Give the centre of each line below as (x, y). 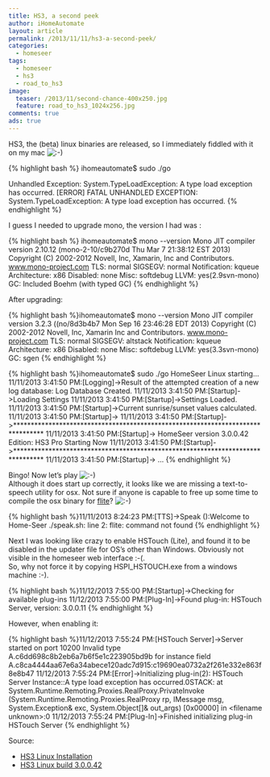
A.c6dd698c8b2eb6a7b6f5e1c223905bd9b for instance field (110, 656)
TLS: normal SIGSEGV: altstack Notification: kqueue (135, 341)
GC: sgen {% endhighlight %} (58, 358)
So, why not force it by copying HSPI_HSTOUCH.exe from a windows (123, 566)
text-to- (235, 483)
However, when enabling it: (54, 624)
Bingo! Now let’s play (43, 475)
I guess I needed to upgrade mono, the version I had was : (105, 225)
